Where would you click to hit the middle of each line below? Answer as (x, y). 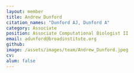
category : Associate (32, 28)
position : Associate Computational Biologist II (67, 34)
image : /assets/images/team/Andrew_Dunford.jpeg (67, 50)
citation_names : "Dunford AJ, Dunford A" (58, 22)
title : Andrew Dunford (34, 17)
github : (16, 45)
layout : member (25, 11)
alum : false (21, 61)
